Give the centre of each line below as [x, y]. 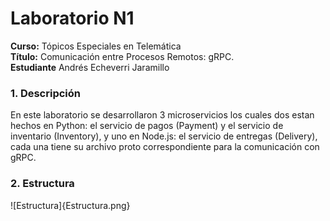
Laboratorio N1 [72, 18]
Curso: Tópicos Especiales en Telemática [96, 46]
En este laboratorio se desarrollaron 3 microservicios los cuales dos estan [162, 115]
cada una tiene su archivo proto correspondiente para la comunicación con [165, 147]
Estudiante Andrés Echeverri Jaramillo [90, 67]
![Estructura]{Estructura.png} [70, 205]
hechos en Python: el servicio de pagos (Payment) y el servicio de [147, 126]
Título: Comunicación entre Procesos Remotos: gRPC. [122, 56]
